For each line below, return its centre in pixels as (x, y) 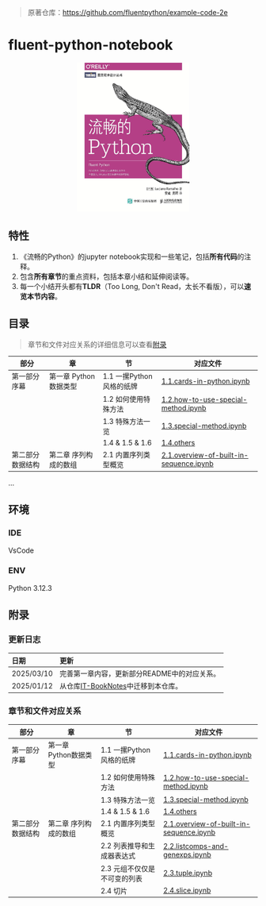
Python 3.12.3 (30, 588)
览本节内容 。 (40, 296)
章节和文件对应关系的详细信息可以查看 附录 (97, 344)
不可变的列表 (121, 878)
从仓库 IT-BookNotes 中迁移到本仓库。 (121, 686)
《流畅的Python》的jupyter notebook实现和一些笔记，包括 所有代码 (128, 256)
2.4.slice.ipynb (187, 891)
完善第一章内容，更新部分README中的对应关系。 (139, 673)
